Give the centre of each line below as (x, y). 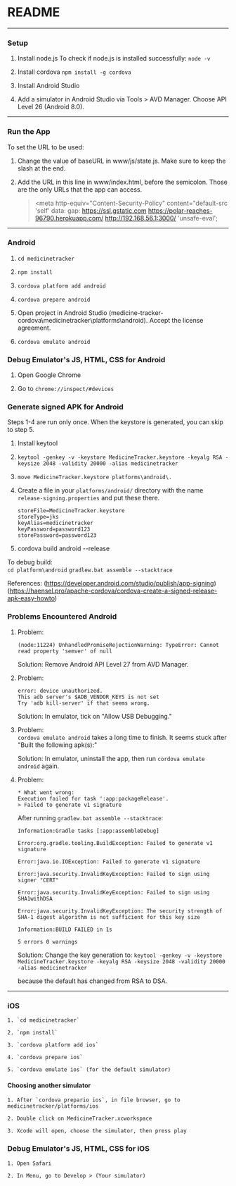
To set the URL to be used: (46, 147)
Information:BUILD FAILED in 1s (65, 929)
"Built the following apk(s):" (57, 745)
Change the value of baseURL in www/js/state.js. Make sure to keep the (122, 161)
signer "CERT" (38, 880)
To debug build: (30, 562)
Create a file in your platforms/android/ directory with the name (110, 490)
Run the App (29, 132)
